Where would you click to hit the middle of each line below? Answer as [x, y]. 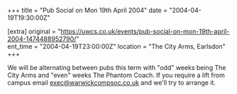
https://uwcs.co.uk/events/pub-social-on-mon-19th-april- [145, 31]
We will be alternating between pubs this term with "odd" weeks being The [117, 67]
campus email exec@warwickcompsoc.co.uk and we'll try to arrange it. [112, 83]
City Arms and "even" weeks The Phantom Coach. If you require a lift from [116, 75]
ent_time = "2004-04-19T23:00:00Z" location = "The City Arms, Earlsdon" [116, 46]
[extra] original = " [34, 31]
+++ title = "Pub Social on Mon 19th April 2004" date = [88, 10]
